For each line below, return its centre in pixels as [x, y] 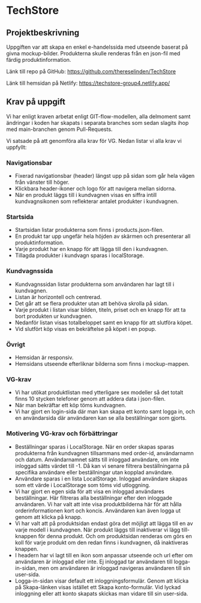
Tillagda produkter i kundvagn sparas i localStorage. [79, 255]
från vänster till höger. [42, 182]
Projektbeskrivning [43, 33]
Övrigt [16, 344]
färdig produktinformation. [39, 60]
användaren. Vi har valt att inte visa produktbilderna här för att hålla [98, 504]
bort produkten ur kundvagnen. [54, 316]
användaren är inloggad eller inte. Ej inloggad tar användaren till [94, 562]
